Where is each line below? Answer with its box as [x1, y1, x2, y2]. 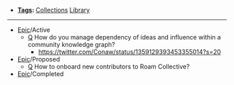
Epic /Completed [17, 70, 64, 78]
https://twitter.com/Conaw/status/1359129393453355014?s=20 [38, 48, 221, 56]
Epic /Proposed [17, 55, 61, 63]
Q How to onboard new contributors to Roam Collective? [27, 62, 190, 70]
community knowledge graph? [27, 41, 116, 48]
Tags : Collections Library [17, 6, 91, 14]
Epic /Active [17, 26, 51, 34]
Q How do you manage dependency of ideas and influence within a [27, 33, 221, 41]
